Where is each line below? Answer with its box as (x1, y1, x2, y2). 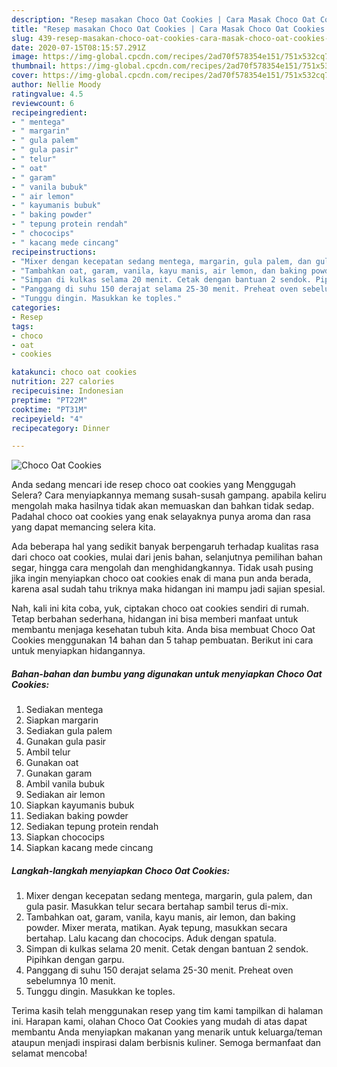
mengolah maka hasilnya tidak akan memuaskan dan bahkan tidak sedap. (11, 500, 315, 512)
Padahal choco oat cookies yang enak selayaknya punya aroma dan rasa (11, 511, 311, 523)
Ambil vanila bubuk (25, 778, 105, 790)
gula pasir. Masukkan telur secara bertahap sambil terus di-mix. (25, 901, 289, 913)
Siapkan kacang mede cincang (25, 842, 154, 854)
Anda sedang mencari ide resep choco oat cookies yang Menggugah (11, 479, 296, 491)
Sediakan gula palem (25, 725, 113, 737)
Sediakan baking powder (25, 810, 129, 822)
